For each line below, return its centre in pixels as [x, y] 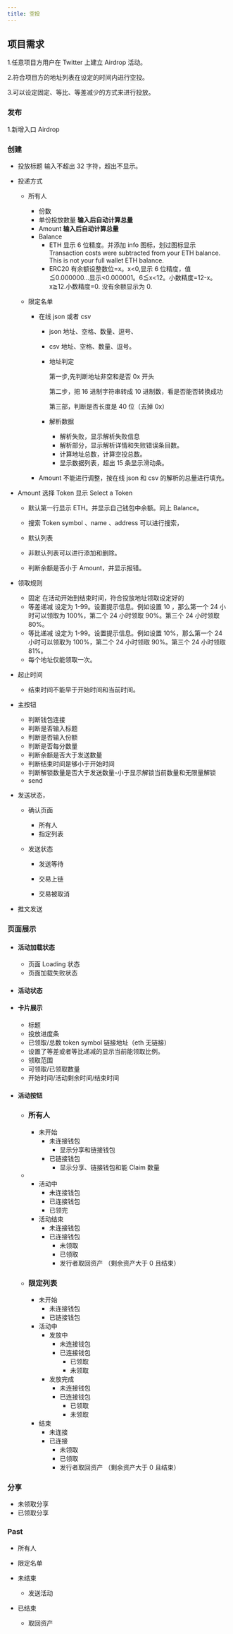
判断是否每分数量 [53, 746]
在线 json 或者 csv [65, 317]
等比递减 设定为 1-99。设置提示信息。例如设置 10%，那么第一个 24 [125, 633]
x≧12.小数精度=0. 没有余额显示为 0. [101, 287]
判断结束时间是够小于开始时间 [71, 764]
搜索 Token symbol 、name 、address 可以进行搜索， [105, 523]
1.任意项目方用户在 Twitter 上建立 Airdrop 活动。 [77, 62]
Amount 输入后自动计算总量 [78, 229]
